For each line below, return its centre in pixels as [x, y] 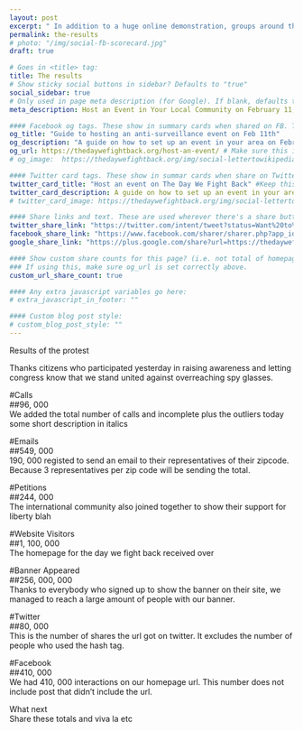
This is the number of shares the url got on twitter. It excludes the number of [151, 635]
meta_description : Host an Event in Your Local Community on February [145, 109]
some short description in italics [69, 423]
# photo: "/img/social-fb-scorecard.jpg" [88, 43]
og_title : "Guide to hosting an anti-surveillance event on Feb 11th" [145, 134]
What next [28, 708]
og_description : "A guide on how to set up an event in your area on [143, 143]
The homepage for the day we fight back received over [112, 552]
